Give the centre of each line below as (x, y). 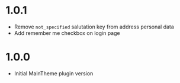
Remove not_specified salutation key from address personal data (94, 27)
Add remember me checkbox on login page (67, 33)
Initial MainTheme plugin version (54, 73)
